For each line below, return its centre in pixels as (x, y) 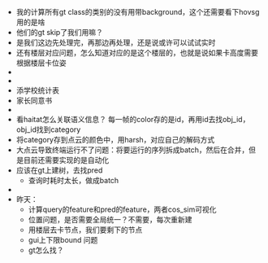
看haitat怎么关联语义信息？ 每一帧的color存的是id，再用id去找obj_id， (133, 119)
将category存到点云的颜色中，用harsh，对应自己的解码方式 (115, 140)
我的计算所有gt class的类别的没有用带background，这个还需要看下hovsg (138, 12)
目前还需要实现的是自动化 (66, 160)
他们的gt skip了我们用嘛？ (59, 32)
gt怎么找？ (46, 250)
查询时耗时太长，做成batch (73, 180)
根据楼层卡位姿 (41, 63)
